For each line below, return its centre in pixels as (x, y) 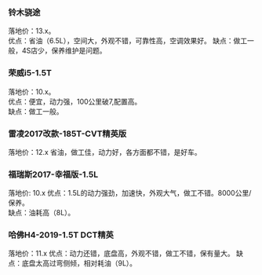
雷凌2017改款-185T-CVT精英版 (67, 134)
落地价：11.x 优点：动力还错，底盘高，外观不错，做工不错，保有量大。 (122, 254)
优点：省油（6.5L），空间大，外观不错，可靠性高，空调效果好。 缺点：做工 (128, 41)
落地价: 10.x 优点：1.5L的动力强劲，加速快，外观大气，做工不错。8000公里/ (130, 193)
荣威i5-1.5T (30, 73)
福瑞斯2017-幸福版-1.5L (53, 174)
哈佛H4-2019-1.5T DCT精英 (61, 235)
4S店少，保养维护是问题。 (64, 51)
